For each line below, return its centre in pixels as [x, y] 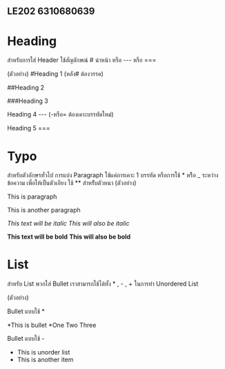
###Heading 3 [28, 101]
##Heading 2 [26, 88]
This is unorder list [43, 352]
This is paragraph [32, 197]
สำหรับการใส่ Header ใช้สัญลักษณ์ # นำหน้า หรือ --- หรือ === [82, 60]
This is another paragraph [44, 210]
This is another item [45, 360]
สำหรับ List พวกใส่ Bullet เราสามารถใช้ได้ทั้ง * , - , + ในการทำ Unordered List [103, 284]
